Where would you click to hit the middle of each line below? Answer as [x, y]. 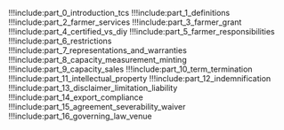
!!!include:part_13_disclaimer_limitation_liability [93, 88]
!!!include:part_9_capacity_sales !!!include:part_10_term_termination [130, 69]
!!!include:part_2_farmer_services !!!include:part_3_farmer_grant [125, 22]
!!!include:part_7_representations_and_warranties [98, 50]
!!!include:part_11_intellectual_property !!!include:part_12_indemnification [140, 78]
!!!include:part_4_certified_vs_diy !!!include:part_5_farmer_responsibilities [142, 31]
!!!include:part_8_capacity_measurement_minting [98, 60]
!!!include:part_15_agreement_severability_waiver [97, 107]
